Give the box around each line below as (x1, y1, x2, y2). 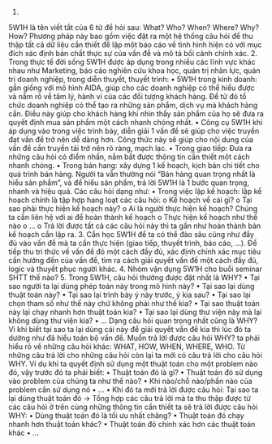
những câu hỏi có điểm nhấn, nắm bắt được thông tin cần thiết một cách (8, 152, 250, 162)
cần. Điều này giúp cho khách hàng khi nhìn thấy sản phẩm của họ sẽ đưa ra (8, 109, 264, 119)
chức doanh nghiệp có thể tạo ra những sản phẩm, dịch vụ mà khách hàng (8, 101, 258, 110)
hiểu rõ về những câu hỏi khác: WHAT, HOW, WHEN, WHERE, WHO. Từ (8, 342, 245, 351)
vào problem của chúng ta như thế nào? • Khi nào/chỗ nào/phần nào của (8, 377, 253, 386)
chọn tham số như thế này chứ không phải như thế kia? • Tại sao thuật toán (8, 299, 260, 308)
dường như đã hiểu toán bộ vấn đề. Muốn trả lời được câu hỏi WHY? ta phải (8, 333, 260, 343)
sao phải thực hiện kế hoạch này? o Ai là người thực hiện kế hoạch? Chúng (8, 204, 258, 213)
